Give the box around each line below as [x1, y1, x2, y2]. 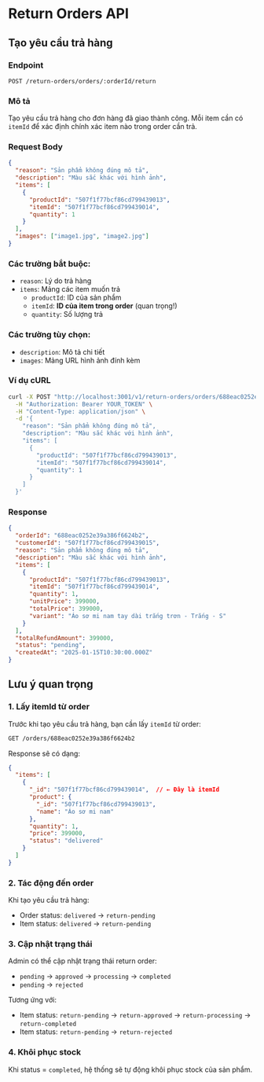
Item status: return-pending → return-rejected [19, 1027, 173, 1036]
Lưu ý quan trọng [8, 678, 93, 691]
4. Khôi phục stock [8, 1047, 81, 1058]
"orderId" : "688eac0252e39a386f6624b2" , [15, 532, 149, 539]
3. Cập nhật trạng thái [8, 939, 93, 950]
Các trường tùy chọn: [8, 329, 91, 340]
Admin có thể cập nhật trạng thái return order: [8, 956, 157, 966]
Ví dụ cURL [8, 375, 51, 386]
